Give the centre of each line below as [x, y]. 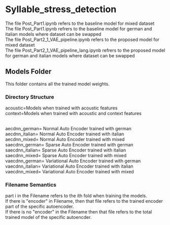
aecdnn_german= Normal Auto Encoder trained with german [69, 129]
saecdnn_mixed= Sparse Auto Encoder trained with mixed [66, 156]
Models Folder [28, 72]
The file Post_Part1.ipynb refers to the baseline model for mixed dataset [80, 23]
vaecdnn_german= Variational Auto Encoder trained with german [73, 161]
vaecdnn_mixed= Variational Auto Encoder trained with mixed [70, 172]
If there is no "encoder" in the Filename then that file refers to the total [79, 212]
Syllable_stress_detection [61, 9]
